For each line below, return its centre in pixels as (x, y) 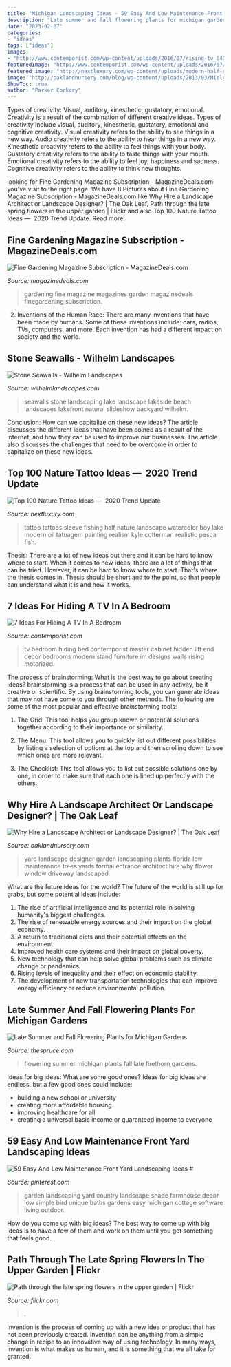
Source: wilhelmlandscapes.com (53, 388)
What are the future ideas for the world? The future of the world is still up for (115, 887)
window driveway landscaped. (67, 874)
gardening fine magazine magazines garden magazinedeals (109, 294)
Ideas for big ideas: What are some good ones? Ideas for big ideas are (107, 1077)
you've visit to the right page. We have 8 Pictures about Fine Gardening (108, 189)
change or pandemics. (49, 966)
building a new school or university (67, 1098)
